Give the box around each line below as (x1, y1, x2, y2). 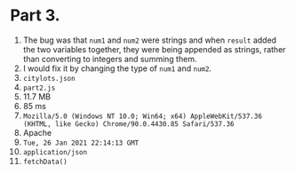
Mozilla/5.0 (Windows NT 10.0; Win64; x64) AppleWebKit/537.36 (22, 112, 263, 121)
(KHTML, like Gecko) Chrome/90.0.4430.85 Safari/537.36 (22, 119, 235, 129)
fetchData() (22, 157, 68, 166)
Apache (22, 127, 52, 138)
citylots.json (22, 74, 76, 83)
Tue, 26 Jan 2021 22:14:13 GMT (22, 138, 140, 147)
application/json (22, 147, 88, 156)
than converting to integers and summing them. (22, 53, 197, 64)
